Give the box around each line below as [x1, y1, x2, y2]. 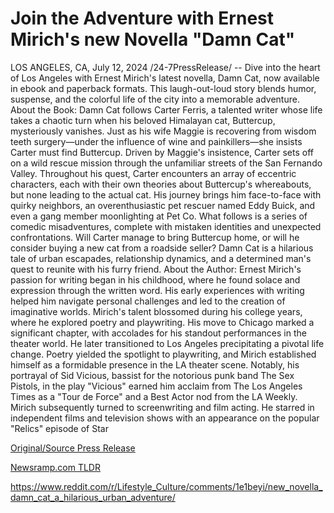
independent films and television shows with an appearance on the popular [10, 412, 320, 424]
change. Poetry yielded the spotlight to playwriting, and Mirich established [10, 348, 317, 360]
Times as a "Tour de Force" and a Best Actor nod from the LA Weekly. [10, 390, 298, 402]
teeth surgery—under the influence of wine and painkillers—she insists [10, 135, 303, 147]
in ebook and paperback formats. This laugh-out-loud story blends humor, [10, 82, 317, 94]
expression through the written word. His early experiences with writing [10, 284, 305, 296]
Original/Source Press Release [10, 442, 136, 454]
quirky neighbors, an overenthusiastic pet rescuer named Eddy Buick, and [10, 199, 316, 211]
